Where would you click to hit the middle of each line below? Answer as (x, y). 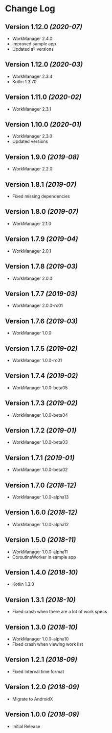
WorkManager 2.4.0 (32, 38)
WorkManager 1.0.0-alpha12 (40, 524)
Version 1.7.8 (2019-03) (42, 267)
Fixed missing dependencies (41, 196)
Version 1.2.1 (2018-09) (41, 660)
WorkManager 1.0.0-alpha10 (40, 639)
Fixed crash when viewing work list (47, 644)
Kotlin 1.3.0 (23, 584)
